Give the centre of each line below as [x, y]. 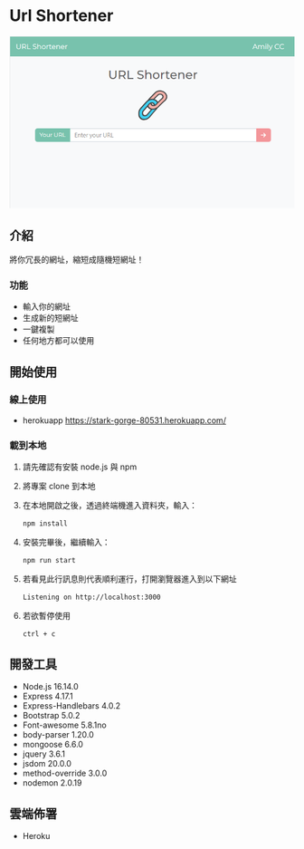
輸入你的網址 [46, 307]
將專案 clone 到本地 [59, 487]
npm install [45, 524]
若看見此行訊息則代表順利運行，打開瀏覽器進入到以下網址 [129, 579]
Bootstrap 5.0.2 [51, 716]
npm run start [49, 561]
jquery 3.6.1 [44, 754]
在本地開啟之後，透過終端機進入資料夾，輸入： [109, 506]
